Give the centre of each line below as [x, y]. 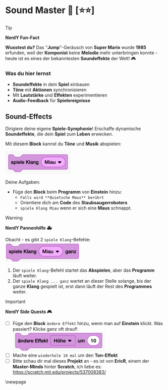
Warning [14, 218]
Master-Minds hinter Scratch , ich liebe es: [57, 367]
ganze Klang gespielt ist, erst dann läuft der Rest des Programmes [82, 286]
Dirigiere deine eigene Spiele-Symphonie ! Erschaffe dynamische [73, 129]
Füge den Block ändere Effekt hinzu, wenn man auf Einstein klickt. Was [88, 323]
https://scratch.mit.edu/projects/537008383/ [59, 372]
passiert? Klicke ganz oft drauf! [45, 329]
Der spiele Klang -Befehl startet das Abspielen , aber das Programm [83, 270]
